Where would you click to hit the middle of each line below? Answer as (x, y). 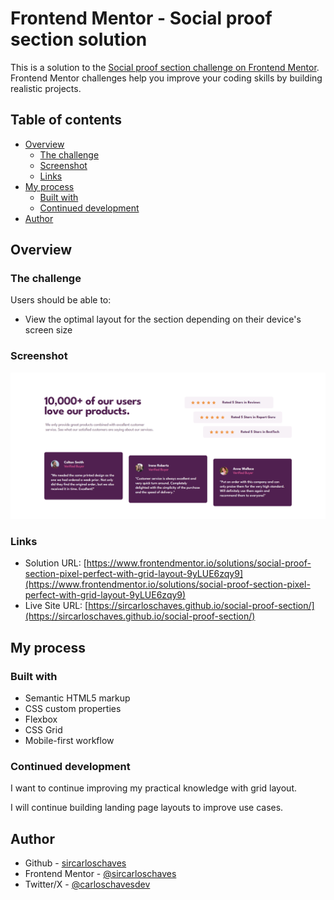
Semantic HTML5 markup (77, 698)
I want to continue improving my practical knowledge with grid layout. (153, 788)
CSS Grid (43, 730)
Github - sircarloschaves (75, 863)
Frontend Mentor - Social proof (141, 18)
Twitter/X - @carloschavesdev (87, 884)
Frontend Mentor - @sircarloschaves (100, 874)
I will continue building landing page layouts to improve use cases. (147, 808)
